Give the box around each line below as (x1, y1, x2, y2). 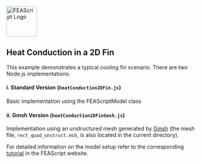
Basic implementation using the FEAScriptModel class (6, 97, 142, 105)
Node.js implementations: (6, 70, 71, 77)
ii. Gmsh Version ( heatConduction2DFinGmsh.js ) (6, 111, 125, 119)
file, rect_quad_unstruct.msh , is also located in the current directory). (6, 131, 179, 139)
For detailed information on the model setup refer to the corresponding (6, 143, 184, 151)
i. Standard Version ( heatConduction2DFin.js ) (6, 84, 121, 91)
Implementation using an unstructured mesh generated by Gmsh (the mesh (6, 125, 195, 133)
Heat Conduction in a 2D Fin (6, 47, 115, 58)
